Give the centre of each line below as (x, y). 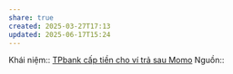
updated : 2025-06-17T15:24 (60, 34)
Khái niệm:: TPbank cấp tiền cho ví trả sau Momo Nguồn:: (116, 60)
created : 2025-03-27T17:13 (60, 26)
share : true (31, 18)
